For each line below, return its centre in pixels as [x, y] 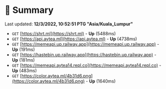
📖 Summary [29, 10]
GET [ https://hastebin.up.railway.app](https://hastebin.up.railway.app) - [84, 55]
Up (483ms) [24, 70]
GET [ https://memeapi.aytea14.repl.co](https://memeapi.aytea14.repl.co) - [86, 65]
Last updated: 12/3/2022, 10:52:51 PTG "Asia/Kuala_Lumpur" [69, 24]
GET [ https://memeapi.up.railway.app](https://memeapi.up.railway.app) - [85, 44]
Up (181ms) [23, 60]
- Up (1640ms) [101, 81]
